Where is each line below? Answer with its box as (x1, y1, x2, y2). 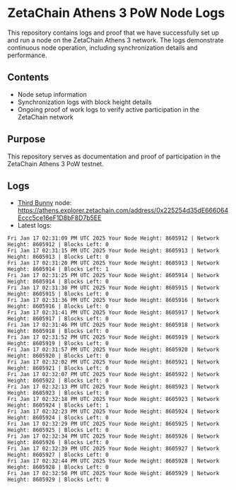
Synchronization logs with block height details (17, 98, 152, 106)
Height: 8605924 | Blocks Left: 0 (7, 414, 110, 421)
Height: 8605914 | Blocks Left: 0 (7, 278, 110, 286)
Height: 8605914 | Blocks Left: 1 (7, 266, 110, 273)
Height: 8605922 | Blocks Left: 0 (7, 377, 110, 385)
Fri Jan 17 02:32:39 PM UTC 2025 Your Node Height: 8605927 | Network (7, 445, 220, 453)
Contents (7, 71, 49, 83)
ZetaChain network (17, 112, 74, 121)
